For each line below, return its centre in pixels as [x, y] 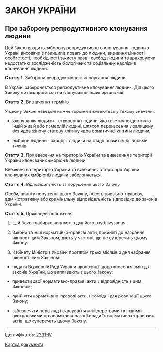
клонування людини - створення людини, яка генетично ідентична [81, 121]
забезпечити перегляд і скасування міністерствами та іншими [77, 311]
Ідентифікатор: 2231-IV [29, 335]
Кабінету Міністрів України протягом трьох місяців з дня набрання [81, 252]
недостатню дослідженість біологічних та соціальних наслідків [71, 63]
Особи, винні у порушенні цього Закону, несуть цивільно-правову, [74, 194]
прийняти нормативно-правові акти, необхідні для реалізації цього [82, 296]
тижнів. [20, 146]
